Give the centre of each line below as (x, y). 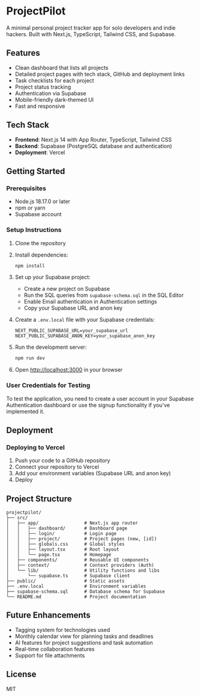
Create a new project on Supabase (67, 289)
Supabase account (38, 214)
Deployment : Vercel (40, 152)
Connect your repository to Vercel (57, 467)
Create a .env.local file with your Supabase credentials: (85, 320)
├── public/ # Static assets (65, 581)
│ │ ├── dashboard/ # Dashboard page (67, 528)
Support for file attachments (50, 655)
